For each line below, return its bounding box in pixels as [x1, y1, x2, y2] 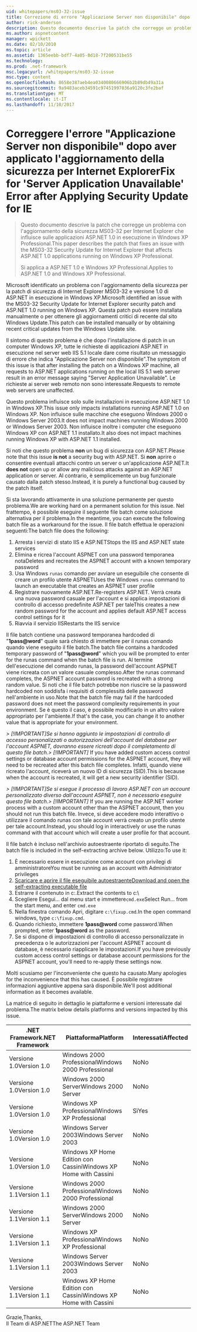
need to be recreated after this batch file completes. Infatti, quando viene [6, 761, 183, 768]
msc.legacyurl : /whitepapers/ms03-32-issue [6, 69, 114, 75]
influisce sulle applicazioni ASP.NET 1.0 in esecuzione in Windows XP [20, 234, 189, 241]
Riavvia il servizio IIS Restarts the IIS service [14, 620, 120, 627]
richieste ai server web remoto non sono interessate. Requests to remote [6, 381, 181, 388]
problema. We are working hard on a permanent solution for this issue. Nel [6, 502, 185, 510]
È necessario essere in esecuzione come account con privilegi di [14, 858, 172, 865]
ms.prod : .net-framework [6, 63, 67, 69]
